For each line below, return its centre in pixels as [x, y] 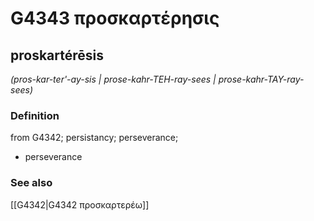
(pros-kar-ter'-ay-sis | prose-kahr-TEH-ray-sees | [113, 79]
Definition [35, 115]
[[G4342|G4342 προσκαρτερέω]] [80, 204]
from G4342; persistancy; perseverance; [94, 138]
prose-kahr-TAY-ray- [261, 79]
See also [31, 183]
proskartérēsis [57, 55]
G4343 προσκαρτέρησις [115, 18]
